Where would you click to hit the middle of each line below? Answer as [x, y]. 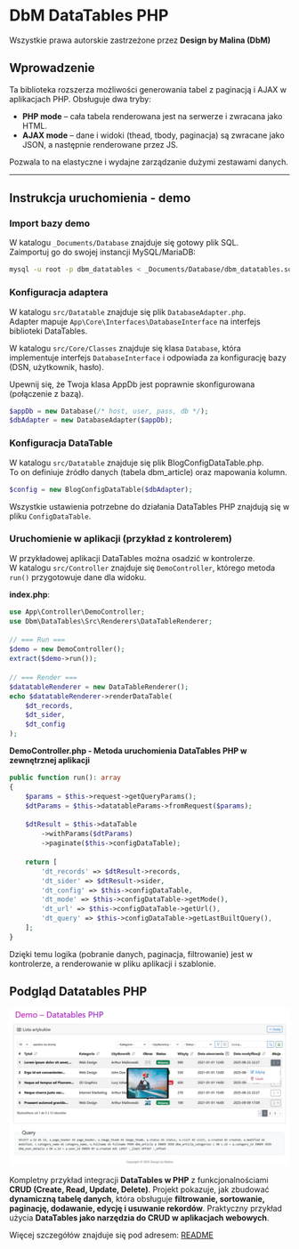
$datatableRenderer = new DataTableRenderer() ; [99, 687]
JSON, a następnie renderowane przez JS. [100, 144]
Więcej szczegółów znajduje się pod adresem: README [111, 1235]
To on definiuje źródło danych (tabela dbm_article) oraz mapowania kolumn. [148, 471]
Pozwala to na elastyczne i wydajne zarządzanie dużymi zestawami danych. [149, 162]
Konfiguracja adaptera [59, 293]
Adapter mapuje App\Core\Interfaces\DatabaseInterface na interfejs [135, 321]
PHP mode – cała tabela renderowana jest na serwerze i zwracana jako [152, 116]
